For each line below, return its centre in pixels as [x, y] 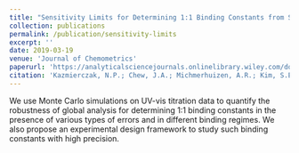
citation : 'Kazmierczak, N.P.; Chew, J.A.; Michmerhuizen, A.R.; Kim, [143, 76]
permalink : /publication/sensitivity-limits [93, 34]
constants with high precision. [65, 138]
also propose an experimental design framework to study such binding [139, 129]
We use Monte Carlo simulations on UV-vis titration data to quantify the [140, 101]
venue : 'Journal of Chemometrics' [73, 59]
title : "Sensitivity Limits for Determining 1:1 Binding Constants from [147, 17]
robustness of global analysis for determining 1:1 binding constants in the [143, 110]
